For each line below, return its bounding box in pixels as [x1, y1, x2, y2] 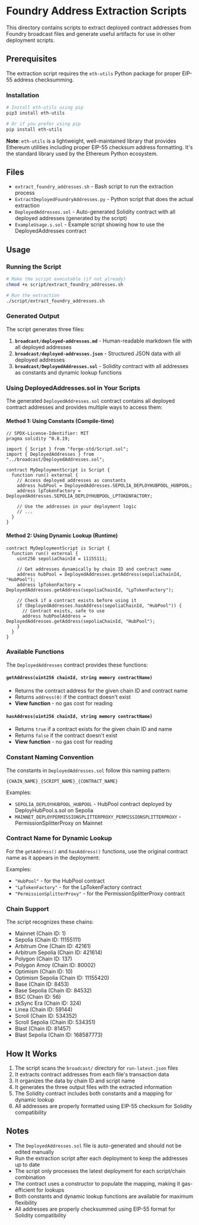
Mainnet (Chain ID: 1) [14, 930, 67, 937]
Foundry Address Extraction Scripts [6, 4, 187, 18]
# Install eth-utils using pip [6, 104, 84, 111]
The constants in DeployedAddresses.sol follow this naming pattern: [6, 767, 171, 774]
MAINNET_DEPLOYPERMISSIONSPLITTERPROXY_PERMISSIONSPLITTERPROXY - [14, 813, 181, 820]
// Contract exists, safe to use [21, 607, 105, 614]
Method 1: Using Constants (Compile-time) [6, 417, 114, 424]
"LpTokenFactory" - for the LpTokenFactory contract [14, 883, 142, 890]
